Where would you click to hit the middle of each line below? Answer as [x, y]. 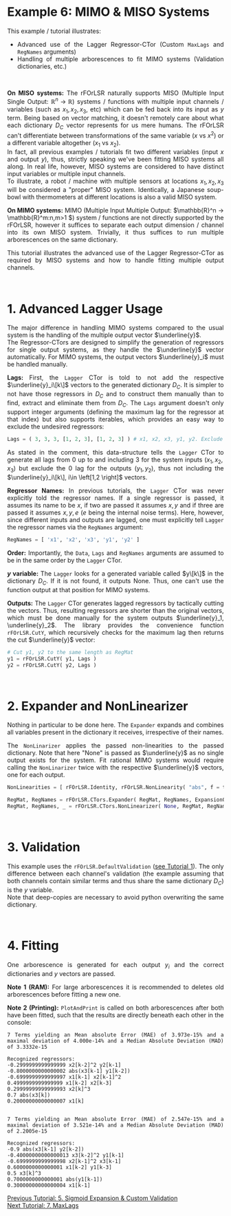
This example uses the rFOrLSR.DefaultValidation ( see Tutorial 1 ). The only [115, 867]
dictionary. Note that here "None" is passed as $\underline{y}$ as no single [115, 753]
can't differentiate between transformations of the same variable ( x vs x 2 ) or [115, 135]
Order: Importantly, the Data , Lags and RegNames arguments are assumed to [115, 553]
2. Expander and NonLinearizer [98, 706]
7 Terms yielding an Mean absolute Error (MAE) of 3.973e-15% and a [115, 1035]
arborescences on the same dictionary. [63, 240]
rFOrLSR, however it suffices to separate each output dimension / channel [115, 225]
